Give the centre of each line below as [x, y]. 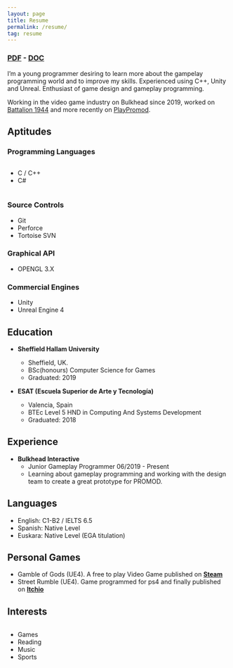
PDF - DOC [26, 58]
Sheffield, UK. [48, 363]
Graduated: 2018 [52, 420]
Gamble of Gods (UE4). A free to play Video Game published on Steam [120, 574]
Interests [27, 611]
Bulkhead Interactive [48, 459]
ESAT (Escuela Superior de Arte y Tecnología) [86, 391]
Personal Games [44, 557]
